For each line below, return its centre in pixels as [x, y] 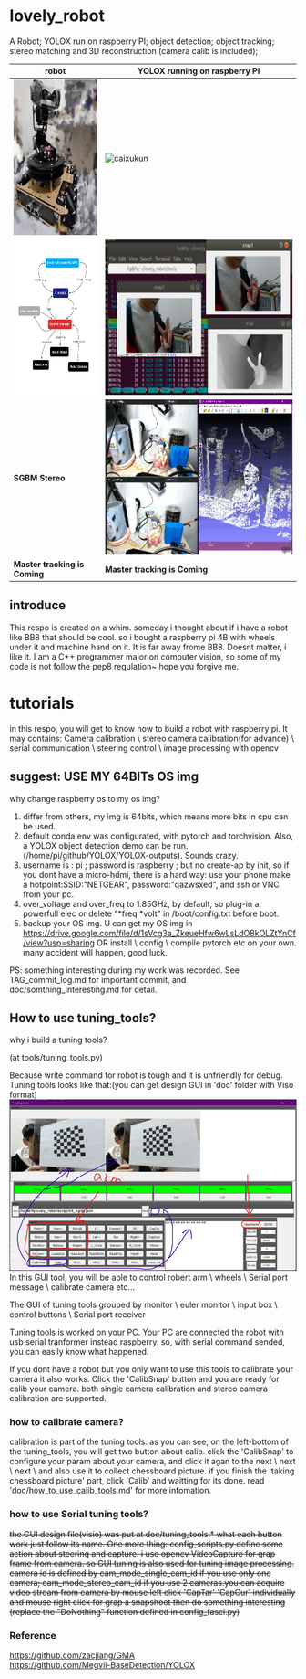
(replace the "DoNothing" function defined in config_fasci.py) [124, 1611]
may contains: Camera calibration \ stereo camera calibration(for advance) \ [152, 738]
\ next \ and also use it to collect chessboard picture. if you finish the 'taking [152, 1471]
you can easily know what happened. [79, 1352]
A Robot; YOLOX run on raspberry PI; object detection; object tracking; [142, 41]
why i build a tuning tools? [58, 1040]
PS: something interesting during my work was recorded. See [124, 970]
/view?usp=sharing [59, 943]
